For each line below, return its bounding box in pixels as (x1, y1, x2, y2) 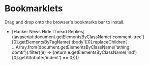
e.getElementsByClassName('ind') (67, 49, 137, 55)
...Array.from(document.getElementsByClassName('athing (11, 44, 130, 50)
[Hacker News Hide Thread (11, 28, 67, 34)
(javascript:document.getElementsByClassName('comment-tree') (11, 34, 145, 40)
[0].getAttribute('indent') (11, 54, 62, 60)
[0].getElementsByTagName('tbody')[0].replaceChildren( (11, 39, 127, 44)
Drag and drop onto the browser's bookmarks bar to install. (4, 19, 125, 25)
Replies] (68, 28, 85, 34)
